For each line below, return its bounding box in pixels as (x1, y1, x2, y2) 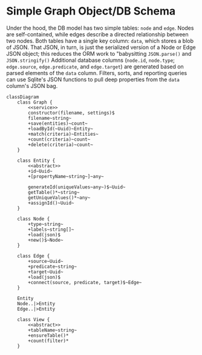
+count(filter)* (28, 337, 69, 343)
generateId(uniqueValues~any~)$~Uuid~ (28, 184, 126, 190)
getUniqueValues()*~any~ (28, 194, 91, 201)
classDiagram (6, 94, 39, 100)
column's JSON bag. (6, 82, 58, 89)
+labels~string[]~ (28, 226, 74, 233)
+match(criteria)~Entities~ (28, 131, 99, 137)
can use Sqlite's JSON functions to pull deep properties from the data (6, 76, 180, 83)
